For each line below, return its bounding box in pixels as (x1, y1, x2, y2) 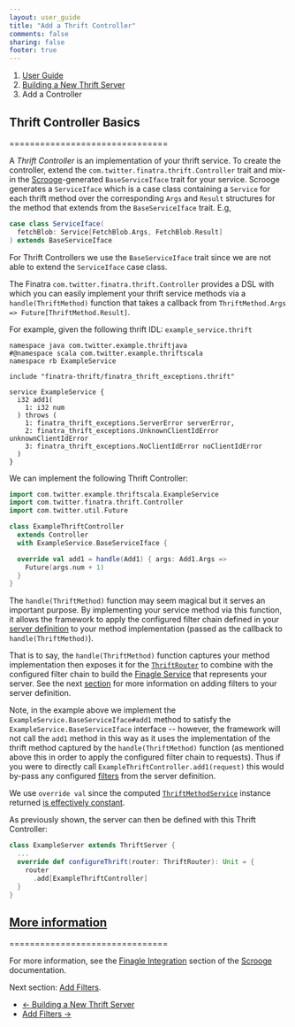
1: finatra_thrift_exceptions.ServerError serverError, (25, 418, 236, 428)
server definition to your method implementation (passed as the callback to (9, 623, 283, 634)
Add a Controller (21, 89, 82, 100)
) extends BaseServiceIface (9, 236, 113, 244)
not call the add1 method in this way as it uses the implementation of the (9, 733, 271, 744)
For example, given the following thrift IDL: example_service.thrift (9, 324, 253, 335)
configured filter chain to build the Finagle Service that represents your (9, 669, 268, 680)
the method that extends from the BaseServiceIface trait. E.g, (9, 202, 231, 212)
